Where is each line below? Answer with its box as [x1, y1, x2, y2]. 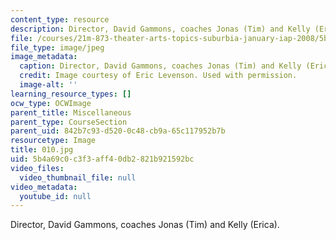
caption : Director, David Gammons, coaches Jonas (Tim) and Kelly [19, 61, 302, 71]
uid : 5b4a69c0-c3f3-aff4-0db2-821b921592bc [10, 154, 195, 164]
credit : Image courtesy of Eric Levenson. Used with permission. [19, 71, 298, 81]
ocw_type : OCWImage [10, 98, 92, 108]
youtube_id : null [19, 191, 92, 201]
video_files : [10, 163, 65, 173]
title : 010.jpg [10, 145, 74, 155]
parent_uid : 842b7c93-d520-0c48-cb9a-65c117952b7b [10, 126, 226, 136]
